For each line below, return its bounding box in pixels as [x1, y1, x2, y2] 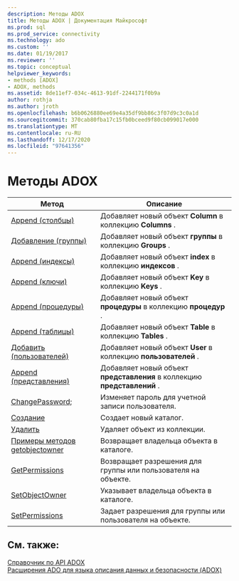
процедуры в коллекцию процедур [100, 302, 225, 311]
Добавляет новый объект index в [100, 252, 216, 262]
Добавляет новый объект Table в [100, 322, 216, 332]
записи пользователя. [100, 401, 176, 411]
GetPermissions [11, 465, 64, 475]
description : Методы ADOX [7, 10, 84, 18]
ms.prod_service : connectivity [7, 30, 100, 38]
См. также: [7, 539, 60, 551]
